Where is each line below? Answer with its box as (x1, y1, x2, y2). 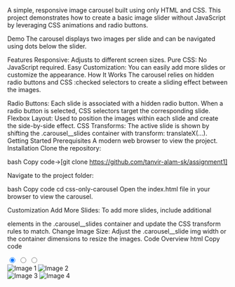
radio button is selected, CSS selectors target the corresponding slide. (7, 107, 210, 115)
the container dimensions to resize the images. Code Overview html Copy (7, 235, 220, 243)
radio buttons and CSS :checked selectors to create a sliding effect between (7, 78, 228, 87)
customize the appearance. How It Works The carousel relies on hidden (7, 70, 215, 79)
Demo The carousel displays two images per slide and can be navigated (7, 34, 216, 43)
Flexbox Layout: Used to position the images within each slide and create (7, 114, 219, 122)
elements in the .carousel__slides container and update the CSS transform (7, 219, 221, 228)
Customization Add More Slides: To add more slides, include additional (7, 206, 212, 214)
